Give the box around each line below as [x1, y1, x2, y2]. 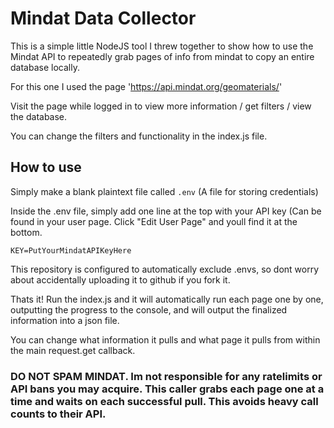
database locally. [10, 61, 80, 73]
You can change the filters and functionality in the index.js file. [10, 130, 268, 142]
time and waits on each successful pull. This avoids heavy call [10, 394, 319, 408]
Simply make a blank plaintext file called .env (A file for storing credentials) [10, 185, 319, 197]
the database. [10, 110, 68, 122]
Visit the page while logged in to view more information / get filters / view [10, 100, 312, 112]
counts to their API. [10, 407, 107, 421]
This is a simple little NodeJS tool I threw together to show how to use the [10, 40, 314, 52]
